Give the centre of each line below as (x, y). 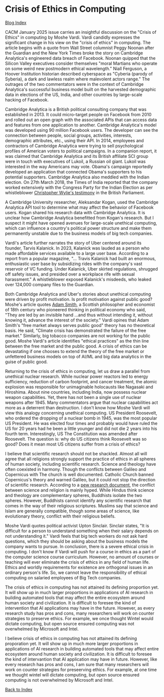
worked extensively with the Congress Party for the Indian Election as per (79, 187)
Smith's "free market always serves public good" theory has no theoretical (80, 325)
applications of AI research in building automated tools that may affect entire (82, 648)
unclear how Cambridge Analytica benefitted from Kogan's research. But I (79, 218)
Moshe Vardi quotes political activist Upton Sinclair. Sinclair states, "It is (77, 525)
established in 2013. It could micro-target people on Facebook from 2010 (78, 114)
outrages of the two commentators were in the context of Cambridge (74, 84)
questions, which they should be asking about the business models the (76, 541)
